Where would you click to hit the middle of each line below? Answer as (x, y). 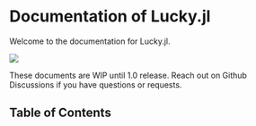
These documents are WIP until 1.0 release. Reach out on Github (128, 75)
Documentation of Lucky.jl (110, 17)
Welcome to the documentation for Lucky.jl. (90, 41)
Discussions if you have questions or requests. (96, 84)
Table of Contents (61, 113)
